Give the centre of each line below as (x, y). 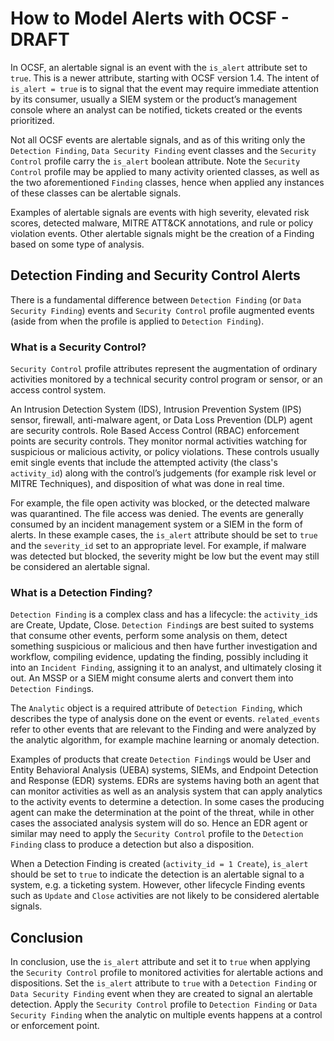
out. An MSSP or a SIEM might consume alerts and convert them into (152, 678)
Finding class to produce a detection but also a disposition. (132, 844)
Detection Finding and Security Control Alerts (155, 275)
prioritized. (32, 120)
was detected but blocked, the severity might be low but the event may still (165, 556)
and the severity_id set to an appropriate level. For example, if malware (158, 546)
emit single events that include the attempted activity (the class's (144, 463)
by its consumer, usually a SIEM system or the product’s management (154, 99)
